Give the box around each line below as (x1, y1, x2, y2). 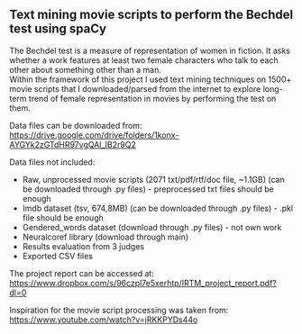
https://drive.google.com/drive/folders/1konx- (9, 130, 179, 140)
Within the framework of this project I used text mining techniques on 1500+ (9, 74, 292, 85)
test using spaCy (9, 22, 106, 37)
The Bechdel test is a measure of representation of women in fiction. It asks (9, 45, 291, 56)
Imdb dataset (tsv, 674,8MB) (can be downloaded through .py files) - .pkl (22, 203, 294, 213)
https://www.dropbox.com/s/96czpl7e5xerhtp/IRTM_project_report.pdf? (9, 277, 277, 288)
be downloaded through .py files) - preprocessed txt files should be (22, 184, 275, 194)
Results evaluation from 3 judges (22, 240, 145, 251)
